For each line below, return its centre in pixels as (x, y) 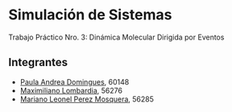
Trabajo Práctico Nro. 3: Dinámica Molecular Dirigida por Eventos (116, 37)
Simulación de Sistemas (90, 15)
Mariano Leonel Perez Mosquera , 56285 (87, 99)
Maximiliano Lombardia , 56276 (71, 90)
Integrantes (38, 62)
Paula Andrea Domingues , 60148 (75, 81)
